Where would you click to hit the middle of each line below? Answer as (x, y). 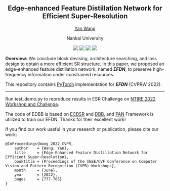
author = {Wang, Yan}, (42, 148)
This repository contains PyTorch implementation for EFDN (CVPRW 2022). (83, 84)
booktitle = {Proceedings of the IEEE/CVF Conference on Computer (86, 161)
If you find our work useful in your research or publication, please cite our (82, 129)
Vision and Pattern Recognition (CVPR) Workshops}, (61, 166)
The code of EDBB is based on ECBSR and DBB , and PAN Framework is (79, 114)
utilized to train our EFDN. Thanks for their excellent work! (66, 119)
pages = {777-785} (38, 179)
